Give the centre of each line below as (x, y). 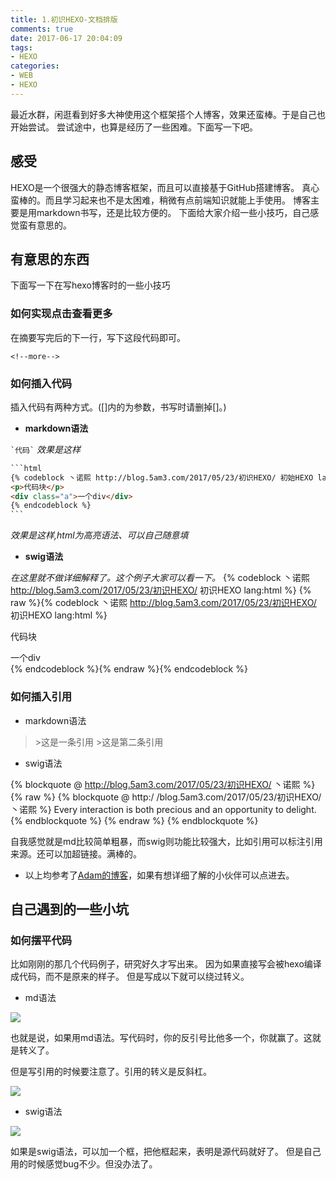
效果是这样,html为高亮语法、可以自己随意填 (99, 535)
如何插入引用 (41, 697)
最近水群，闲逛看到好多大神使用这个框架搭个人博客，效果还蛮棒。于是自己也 (168, 114)
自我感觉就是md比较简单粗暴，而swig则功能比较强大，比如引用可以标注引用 (166, 841)
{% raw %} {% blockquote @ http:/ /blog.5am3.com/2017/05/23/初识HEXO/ (166, 797)
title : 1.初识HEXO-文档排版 (64, 19)
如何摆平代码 (41, 940)
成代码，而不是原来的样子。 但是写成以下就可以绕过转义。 (130, 977)
